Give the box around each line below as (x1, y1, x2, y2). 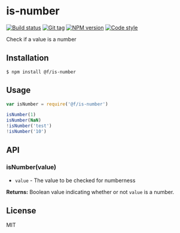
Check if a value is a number (6, 35, 77, 43)
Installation (6, 53, 49, 63)
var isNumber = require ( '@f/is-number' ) (6, 101, 109, 107)
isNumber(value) (6, 163, 57, 171)
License (6, 205, 36, 216)
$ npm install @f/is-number (6, 69, 77, 75)
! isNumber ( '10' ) (6, 129, 47, 135)
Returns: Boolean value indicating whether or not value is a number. (6, 188, 175, 195)
